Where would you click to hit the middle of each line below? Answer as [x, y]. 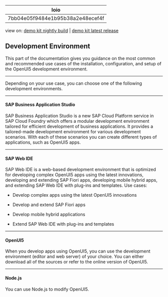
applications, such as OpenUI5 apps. [43, 142]
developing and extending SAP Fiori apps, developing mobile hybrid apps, [81, 180]
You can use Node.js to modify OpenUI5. [47, 289]
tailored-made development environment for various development [73, 132]
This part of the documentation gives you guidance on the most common [80, 58]
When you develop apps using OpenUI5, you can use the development [78, 251]
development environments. [34, 88]
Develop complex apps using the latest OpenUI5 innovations [74, 195]
